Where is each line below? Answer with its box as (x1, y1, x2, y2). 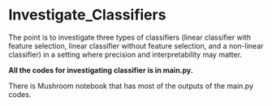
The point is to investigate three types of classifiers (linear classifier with (8, 32, 252, 42)
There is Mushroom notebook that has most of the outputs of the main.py (8, 81, 254, 91)
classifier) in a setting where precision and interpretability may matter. (8, 49, 242, 59)
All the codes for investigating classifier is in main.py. (8, 65, 193, 74)
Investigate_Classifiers (8, 6, 166, 24)
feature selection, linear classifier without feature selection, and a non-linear (8, 40, 264, 50)
